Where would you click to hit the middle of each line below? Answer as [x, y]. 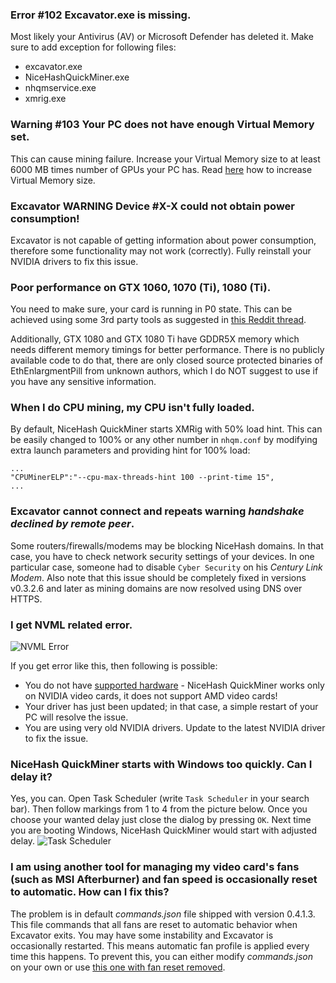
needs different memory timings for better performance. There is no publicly [167, 350]
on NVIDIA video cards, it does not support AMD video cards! [151, 696]
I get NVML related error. [71, 625]
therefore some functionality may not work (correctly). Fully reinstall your [161, 250]
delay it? [31, 776]
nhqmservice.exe [60, 88]
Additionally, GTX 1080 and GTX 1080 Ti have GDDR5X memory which [155, 339]
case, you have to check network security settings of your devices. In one [162, 556]
